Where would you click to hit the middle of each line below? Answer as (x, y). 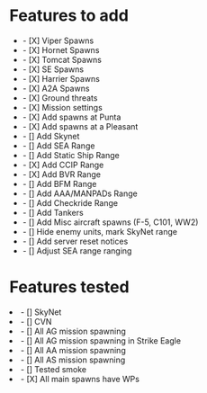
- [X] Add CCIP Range (63, 165)
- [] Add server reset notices (75, 241)
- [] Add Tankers (53, 212)
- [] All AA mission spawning (73, 350)
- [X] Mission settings (63, 107)
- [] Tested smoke (54, 369)
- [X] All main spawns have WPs (80, 379)
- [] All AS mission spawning (73, 360)
